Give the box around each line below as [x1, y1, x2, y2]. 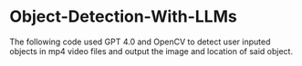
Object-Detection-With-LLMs [9, 6, 237, 27]
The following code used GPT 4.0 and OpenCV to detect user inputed [9, 36, 271, 47]
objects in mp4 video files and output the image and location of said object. [9, 45, 294, 56]
